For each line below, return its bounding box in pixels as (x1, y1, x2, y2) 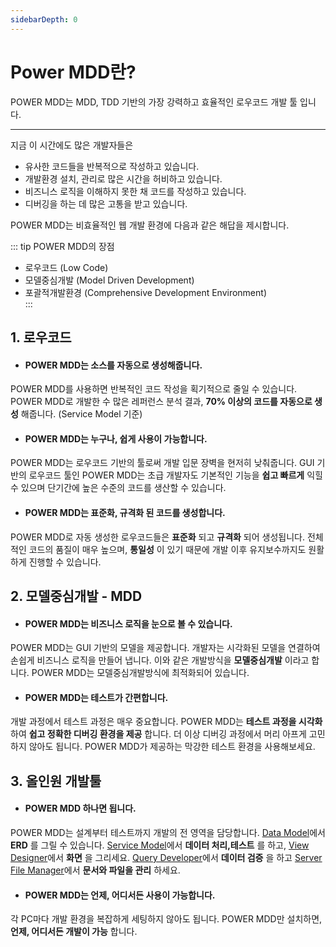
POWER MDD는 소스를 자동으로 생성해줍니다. (24, 359, 203, 371)
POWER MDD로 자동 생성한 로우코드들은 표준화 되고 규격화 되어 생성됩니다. (10, 531, 305, 543)
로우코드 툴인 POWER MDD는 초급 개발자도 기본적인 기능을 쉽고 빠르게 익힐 (28, 469, 323, 481)
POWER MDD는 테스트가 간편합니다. (24, 691, 169, 703)
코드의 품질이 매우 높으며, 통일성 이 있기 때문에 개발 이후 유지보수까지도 (28, 543, 307, 555)
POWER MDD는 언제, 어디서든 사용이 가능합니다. (24, 889, 216, 901)
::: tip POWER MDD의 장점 (10, 240, 115, 252)
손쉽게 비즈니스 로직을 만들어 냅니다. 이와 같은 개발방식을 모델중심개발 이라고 (10, 654, 310, 666)
